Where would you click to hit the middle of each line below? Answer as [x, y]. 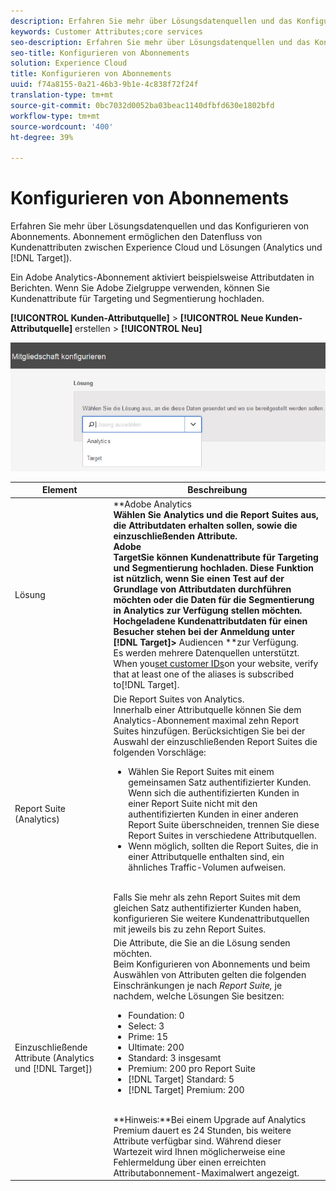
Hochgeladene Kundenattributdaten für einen [210, 621]
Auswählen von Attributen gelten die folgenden [210, 974]
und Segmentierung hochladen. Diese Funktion [213, 568]
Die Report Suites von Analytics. [179, 699]
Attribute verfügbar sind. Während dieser [197, 1141]
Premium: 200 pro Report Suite [192, 1068]
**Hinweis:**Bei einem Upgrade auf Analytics [210, 1119]
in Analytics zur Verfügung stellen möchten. [208, 611]
